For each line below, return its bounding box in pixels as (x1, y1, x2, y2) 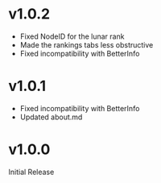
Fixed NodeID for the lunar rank (19, 31, 125, 41)
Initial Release (8, 167, 55, 177)
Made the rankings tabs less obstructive (19, 40, 154, 49)
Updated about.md (19, 112, 83, 122)
